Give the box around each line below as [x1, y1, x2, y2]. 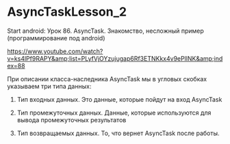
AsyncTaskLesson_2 [7, 4, 127, 20]
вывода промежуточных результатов [16, 115, 127, 124]
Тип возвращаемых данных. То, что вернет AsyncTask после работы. [16, 129, 220, 137]
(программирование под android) [7, 33, 105, 42]
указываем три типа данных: [7, 82, 92, 90]
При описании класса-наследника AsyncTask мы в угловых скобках [7, 74, 207, 83]
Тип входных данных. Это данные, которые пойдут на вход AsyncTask [16, 95, 222, 103]
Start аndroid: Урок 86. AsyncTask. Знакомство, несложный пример [7, 27, 204, 35]
